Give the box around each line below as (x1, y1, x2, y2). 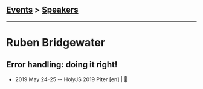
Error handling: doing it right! (6, 60, 118, 70)
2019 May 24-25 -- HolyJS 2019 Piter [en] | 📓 (14, 75, 128, 83)
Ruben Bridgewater (6, 36, 106, 49)
